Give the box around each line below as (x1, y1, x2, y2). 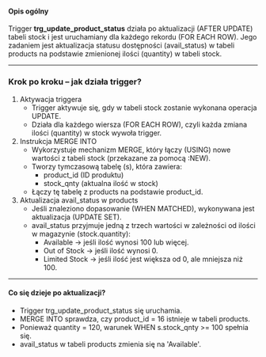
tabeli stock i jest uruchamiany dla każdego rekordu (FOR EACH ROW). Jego (8, 32, 257, 42)
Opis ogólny (8, 6, 49, 16)
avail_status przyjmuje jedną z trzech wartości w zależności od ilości (31, 220, 256, 230)
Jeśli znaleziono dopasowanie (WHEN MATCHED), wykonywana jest (31, 203, 255, 213)
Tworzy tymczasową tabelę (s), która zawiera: (31, 161, 182, 171)
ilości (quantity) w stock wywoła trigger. (31, 127, 162, 138)
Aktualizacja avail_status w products (19, 195, 139, 205)
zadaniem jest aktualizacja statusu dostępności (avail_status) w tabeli (8, 40, 235, 51)
